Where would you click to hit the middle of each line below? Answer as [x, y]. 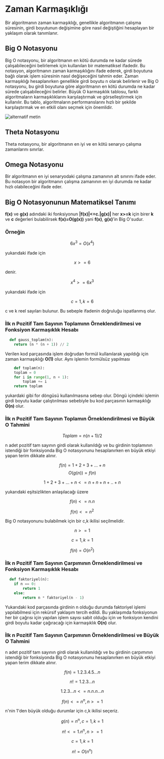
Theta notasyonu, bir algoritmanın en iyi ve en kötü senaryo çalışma [73, 144]
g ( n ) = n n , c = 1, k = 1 [82, 721]
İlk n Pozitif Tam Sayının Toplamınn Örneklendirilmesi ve [73, 323]
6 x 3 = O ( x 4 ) [82, 243]
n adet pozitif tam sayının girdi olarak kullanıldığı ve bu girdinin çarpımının [79, 652]
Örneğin [15, 232]
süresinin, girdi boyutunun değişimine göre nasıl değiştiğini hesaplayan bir [80, 27]
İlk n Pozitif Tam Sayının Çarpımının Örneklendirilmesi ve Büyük [82, 635]
